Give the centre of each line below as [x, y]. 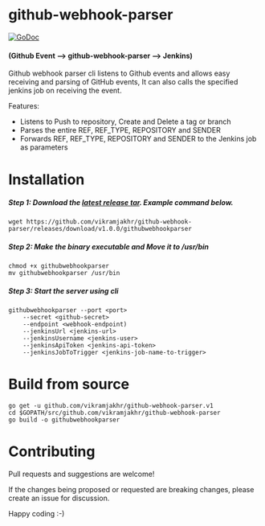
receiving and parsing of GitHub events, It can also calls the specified [123, 82]
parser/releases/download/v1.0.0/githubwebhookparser [100, 229]
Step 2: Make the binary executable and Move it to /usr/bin [108, 246]
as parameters [44, 147]
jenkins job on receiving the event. [65, 91]
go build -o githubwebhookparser [64, 420]
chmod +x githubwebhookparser [59, 266]
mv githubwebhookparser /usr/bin [64, 273]
